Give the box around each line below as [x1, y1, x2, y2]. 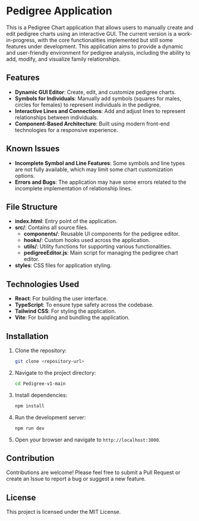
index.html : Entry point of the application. [14, 218, 118, 225]
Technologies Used [6, 279, 79, 289]
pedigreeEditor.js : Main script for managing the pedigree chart [23, 249, 178, 256]
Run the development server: [14, 413, 86, 420]
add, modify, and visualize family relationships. [6, 55, 121, 62]
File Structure [6, 202, 58, 212]
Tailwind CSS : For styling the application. [14, 307, 116, 315]
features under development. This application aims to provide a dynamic [6, 43, 184, 50]
